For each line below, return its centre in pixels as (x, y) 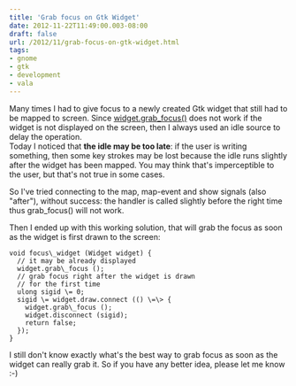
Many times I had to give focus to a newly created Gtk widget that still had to (148, 108)
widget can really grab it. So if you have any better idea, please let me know (147, 364)
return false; (51, 323)
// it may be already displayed (77, 261)
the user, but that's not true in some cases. (87, 174)
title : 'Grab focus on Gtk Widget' (75, 17)
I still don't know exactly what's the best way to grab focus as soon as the (144, 354)
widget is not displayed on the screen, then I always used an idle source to (145, 127)
